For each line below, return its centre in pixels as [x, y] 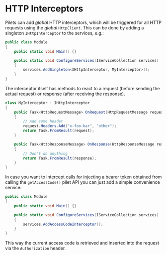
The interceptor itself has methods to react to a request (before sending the [83, 88]
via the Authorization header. [36, 248]
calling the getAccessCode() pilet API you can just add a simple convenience [83, 182]
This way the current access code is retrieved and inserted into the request [82, 243]
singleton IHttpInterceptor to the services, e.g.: [55, 33]
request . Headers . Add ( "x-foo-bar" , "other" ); [70, 126]
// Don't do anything [45, 153]
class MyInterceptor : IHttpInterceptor [48, 103]
